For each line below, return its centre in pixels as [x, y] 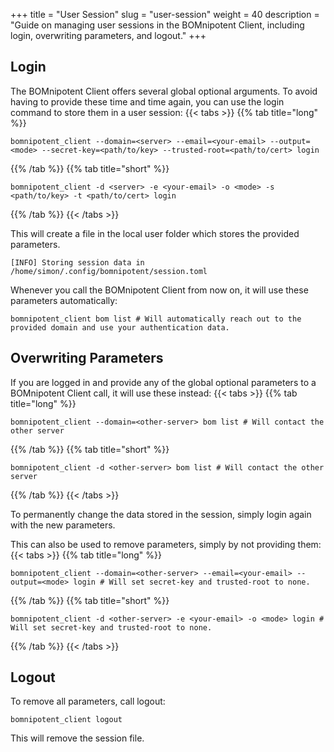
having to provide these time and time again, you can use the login [147, 101]
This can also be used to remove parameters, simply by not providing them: [166, 544]
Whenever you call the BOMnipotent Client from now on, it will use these [159, 290]
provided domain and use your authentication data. [120, 327]
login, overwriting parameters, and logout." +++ [108, 35]
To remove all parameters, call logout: [88, 701]
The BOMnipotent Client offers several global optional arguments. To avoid [164, 91]
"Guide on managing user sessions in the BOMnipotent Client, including [157, 25]
